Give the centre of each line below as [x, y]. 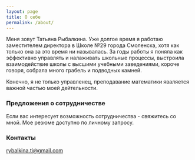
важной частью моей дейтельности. [52, 88]
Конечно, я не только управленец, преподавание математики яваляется [98, 82]
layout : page [22, 11]
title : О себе [24, 17]
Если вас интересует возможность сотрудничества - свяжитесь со [91, 116]
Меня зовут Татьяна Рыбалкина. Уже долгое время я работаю [85, 39]
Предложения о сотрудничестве [56, 104]
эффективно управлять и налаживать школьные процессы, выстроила [95, 58]
